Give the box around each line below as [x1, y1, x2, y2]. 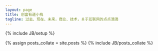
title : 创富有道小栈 [5, 12, 43, 17]
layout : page [5, 7, 32, 12]
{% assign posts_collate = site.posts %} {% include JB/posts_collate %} [5, 40, 153, 46]
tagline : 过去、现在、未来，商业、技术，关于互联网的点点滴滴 [5, 16, 118, 21]
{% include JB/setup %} [5, 30, 55, 36]
